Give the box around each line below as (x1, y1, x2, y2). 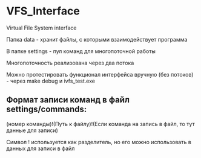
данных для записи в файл (6, 145, 75, 152)
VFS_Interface (6, 4, 80, 18)
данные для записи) (6, 127, 59, 134)
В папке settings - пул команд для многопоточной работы (6, 47, 156, 55)
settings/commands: (6, 104, 87, 115)
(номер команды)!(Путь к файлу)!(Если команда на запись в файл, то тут (6, 120, 195, 127)
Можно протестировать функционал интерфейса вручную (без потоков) (6, 71, 194, 78)
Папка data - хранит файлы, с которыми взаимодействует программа (6, 36, 188, 43)
